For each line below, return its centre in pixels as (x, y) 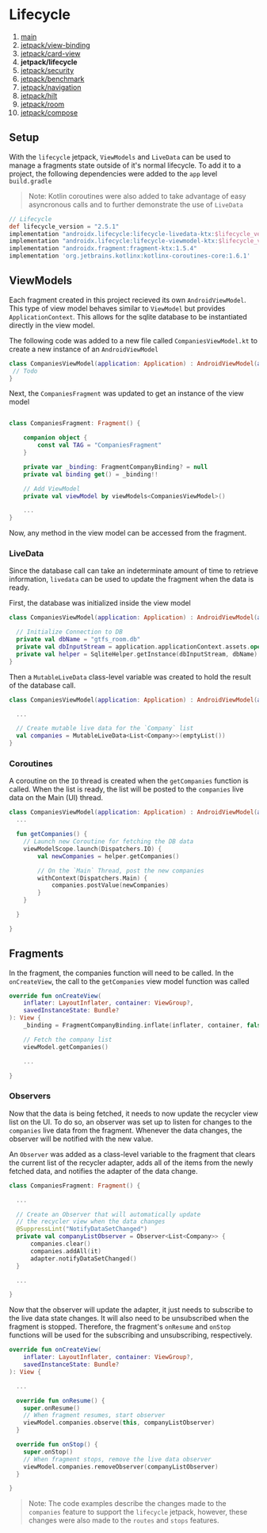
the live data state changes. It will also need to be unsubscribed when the (129, 1318)
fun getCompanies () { (52, 834)
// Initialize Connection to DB (70, 632)
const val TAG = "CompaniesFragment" (99, 445)
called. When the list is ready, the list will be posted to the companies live (126, 789)
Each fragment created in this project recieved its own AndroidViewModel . (128, 300)
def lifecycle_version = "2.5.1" (64, 226)
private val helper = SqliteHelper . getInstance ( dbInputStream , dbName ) (137, 654)
